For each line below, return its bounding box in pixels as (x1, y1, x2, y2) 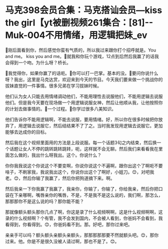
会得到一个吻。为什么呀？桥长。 (5, 59, 71, 65)
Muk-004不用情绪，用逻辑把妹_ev (5, 29, 147, 41)
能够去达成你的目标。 (5, 128, 49, 135)
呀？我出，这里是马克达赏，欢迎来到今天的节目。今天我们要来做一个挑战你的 (5, 76, 163, 82)
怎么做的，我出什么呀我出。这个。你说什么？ (9, 152, 101, 158)
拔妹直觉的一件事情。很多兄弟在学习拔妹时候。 (5, 82, 101, 88)
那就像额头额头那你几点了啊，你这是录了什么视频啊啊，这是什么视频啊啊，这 (5, 208, 163, 215)
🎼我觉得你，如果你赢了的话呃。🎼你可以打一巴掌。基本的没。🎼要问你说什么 (5, 70, 158, 76)
